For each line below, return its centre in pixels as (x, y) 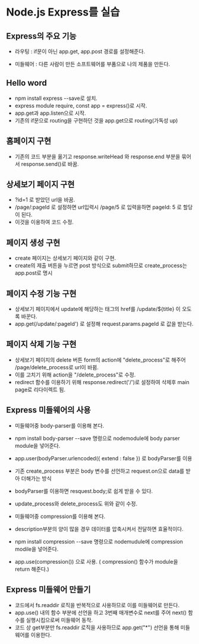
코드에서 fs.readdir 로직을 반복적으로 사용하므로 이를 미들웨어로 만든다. (97, 605)
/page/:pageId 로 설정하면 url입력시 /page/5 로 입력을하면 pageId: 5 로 (98, 207)
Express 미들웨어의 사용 (48, 410)
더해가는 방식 (36, 478)
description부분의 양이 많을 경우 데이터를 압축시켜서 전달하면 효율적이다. (99, 529)
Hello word (27, 83)
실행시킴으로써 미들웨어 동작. (59, 620)
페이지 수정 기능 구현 (41, 293)
